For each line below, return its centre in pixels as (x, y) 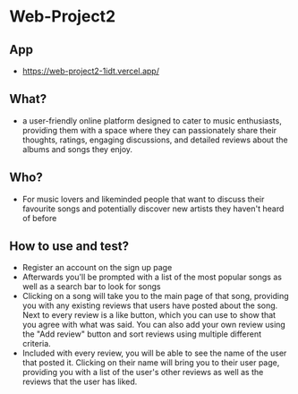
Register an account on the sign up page (97, 268)
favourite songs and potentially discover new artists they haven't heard (153, 209)
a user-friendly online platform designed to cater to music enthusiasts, (152, 120)
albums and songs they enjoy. (77, 149)
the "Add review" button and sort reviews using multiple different (142, 334)
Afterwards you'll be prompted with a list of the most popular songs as (152, 277)
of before (39, 218)
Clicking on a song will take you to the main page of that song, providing (155, 296)
